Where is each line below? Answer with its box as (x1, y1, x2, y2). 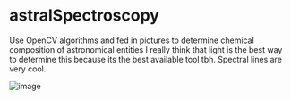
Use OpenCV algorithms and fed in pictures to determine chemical (9, 35, 255, 46)
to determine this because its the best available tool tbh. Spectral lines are (9, 54, 282, 64)
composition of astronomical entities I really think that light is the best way (9, 44, 283, 54)
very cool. (9, 63, 47, 74)
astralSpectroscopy (9, 5, 159, 26)
